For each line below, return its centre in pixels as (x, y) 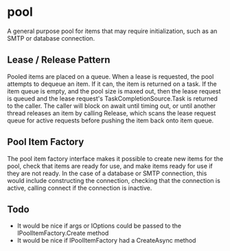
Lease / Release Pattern (59, 60)
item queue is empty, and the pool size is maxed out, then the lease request (114, 91)
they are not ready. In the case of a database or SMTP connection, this (107, 173)
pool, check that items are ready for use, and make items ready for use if (110, 166)
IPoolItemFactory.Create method (63, 233)
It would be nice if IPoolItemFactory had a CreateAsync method (106, 241)
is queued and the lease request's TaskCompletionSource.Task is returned (113, 98)
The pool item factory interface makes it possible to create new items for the (115, 158)
